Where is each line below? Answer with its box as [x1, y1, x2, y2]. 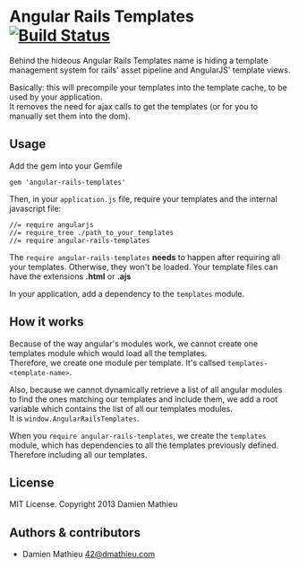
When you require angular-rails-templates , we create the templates [9, 430, 267, 441]
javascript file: [9, 203, 62, 214]
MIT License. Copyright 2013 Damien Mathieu [9, 499, 178, 510]
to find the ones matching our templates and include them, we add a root [9, 393, 278, 405]
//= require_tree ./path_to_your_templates [9, 228, 175, 237]
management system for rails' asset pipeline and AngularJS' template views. [9, 65, 291, 75]
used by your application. [9, 92, 103, 102]
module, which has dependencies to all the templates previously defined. [9, 440, 279, 450]
